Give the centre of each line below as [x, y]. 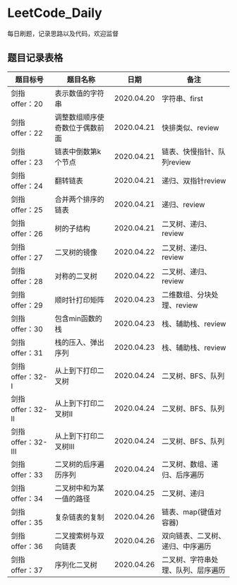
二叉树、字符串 [187, 560]
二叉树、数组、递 [190, 464]
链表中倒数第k [78, 151]
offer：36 [27, 546]
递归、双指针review [194, 180]
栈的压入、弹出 [79, 342]
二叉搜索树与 [76, 536]
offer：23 [27, 162]
